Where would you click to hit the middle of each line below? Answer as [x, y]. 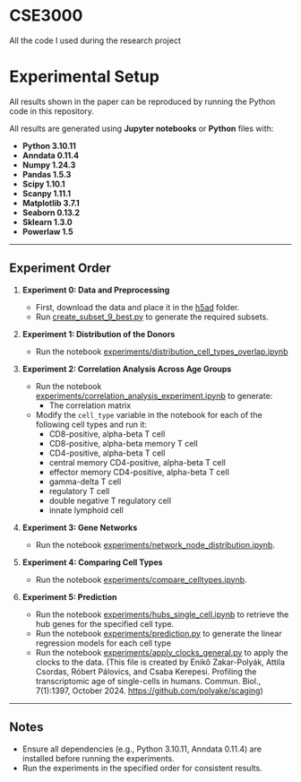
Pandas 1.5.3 [47, 174]
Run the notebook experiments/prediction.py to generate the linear [159, 633]
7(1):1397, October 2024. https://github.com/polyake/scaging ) [150, 691]
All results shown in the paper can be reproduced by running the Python [142, 101]
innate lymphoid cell [86, 510]
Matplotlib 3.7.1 [51, 203]
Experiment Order [60, 269]
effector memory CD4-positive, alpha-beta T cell [139, 472]
